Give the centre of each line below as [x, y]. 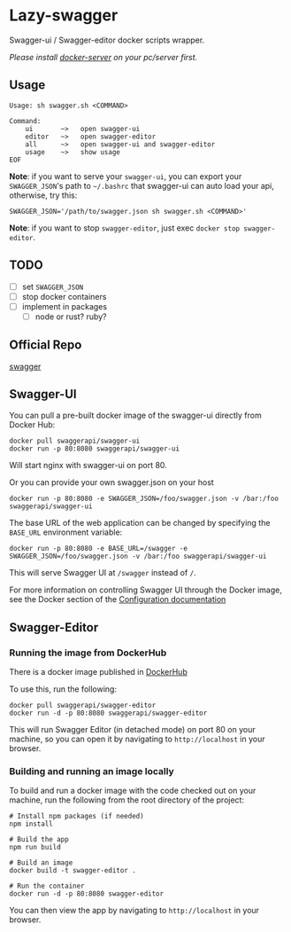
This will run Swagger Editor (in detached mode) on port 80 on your [132, 730]
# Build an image [41, 863]
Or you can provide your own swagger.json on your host [111, 482]
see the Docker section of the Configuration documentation [118, 599]
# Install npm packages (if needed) [77, 817]
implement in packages [65, 306]
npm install [31, 824]
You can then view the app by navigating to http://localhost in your [134, 911]
